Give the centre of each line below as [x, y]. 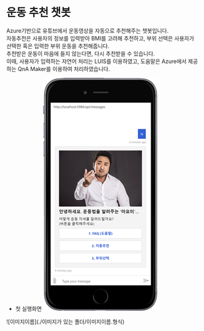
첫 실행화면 [28, 308]
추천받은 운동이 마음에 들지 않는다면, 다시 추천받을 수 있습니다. [81, 53]
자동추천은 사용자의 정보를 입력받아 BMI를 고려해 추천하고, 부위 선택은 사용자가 [100, 38]
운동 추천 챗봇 [39, 13]
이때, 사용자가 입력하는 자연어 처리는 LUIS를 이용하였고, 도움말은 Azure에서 [96, 61]
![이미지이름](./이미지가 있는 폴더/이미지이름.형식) [66, 321]
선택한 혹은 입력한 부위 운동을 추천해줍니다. [58, 46]
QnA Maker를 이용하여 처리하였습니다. [64, 69]
